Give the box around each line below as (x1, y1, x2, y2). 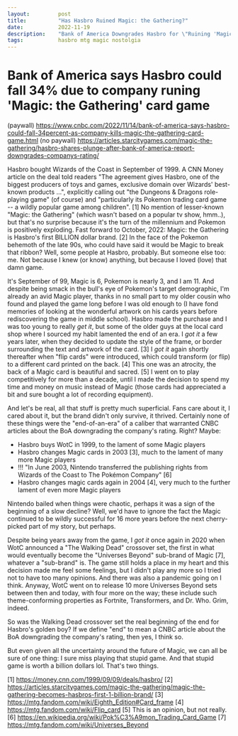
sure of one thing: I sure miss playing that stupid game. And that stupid (7, 654, 214, 663)
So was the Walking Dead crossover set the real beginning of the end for (7, 617, 220, 626)
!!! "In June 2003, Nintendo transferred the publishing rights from (17, 463, 208, 472)
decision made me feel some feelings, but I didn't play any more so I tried (7, 566, 222, 575)
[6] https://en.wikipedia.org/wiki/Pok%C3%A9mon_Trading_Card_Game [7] (7, 713, 227, 722)
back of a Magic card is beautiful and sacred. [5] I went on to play (7, 367, 200, 377)
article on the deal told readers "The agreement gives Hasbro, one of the (7, 173, 220, 181)
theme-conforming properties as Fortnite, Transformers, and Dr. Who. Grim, (7, 596, 229, 605)
